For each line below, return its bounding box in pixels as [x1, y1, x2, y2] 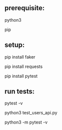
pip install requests [4, 64, 43, 69]
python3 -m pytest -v [4, 119, 48, 125]
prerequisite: [4, 4, 45, 12]
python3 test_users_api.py [4, 110, 58, 116]
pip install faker [4, 54, 36, 60]
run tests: [4, 87, 35, 96]
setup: [4, 41, 25, 49]
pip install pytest [4, 73, 38, 79]
